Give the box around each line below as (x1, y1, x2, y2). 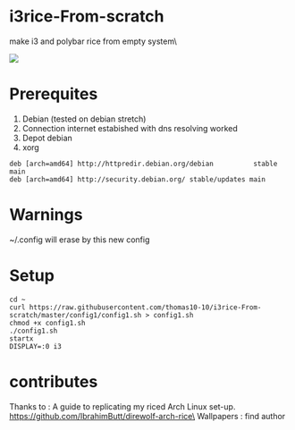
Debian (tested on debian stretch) (21, 114, 147, 124)
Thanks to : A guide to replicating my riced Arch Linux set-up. (9, 400, 236, 412)
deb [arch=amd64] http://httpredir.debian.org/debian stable (9, 159, 278, 168)
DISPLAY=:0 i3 (9, 341, 63, 350)
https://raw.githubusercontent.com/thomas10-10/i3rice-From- (29, 302, 262, 312)
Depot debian (21, 132, 73, 143)
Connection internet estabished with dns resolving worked (21, 122, 239, 133)
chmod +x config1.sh (9, 318, 87, 327)
